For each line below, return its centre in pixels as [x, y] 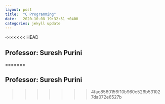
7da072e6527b [106, 97]
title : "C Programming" [31, 14]
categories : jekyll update [33, 23]
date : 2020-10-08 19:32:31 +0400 [42, 19]
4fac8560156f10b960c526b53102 [126, 92]
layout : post [19, 10]
